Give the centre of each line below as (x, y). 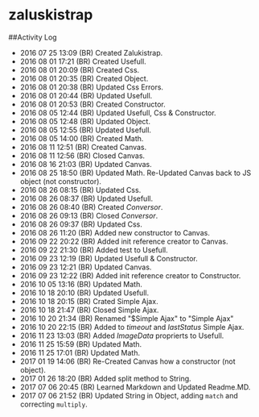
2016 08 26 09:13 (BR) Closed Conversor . (89, 215)
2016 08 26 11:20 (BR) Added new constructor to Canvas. (115, 232)
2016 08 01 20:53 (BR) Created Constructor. (93, 104)
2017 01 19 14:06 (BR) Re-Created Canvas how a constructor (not (127, 361)
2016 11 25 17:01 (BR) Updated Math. (80, 352)
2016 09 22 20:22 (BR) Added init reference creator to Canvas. (124, 241)
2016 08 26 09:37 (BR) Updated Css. (81, 224)
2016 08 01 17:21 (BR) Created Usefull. (83, 61)
